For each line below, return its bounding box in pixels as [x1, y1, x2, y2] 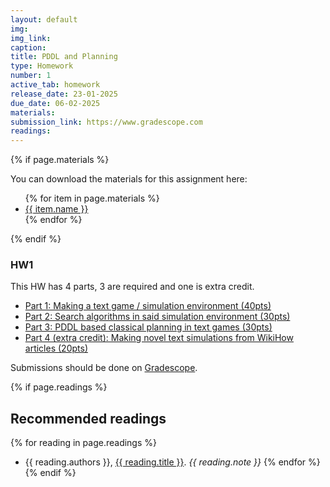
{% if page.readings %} [10, 381, 108, 393]
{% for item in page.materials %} [24, 192, 160, 205]
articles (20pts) [24, 342, 88, 355]
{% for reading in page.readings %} [10, 437, 157, 449]
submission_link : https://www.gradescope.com [10, 117, 203, 127]
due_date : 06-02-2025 [10, 98, 101, 108]
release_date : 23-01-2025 [10, 89, 118, 99]
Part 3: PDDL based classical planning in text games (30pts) [24, 321, 273, 333]
